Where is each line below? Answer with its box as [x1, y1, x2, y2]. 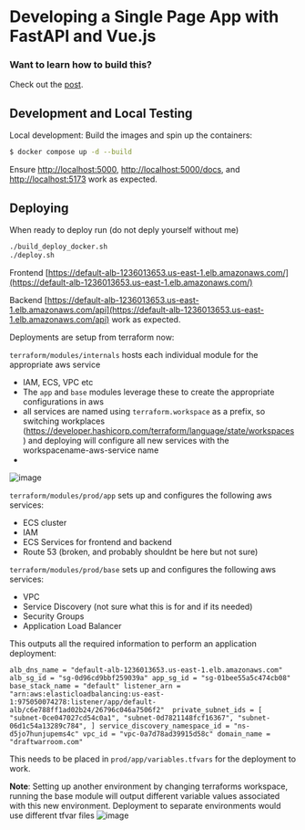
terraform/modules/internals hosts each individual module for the [9, 349, 259, 360]
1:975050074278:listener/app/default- [9, 697, 157, 707]
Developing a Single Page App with [9, 6, 280, 27]
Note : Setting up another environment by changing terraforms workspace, [9, 781, 289, 792]
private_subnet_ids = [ [172, 705, 262, 714]
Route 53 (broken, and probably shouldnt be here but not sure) [22, 546, 259, 557]
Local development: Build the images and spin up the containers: [9, 130, 253, 141]
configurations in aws [22, 395, 105, 407]
